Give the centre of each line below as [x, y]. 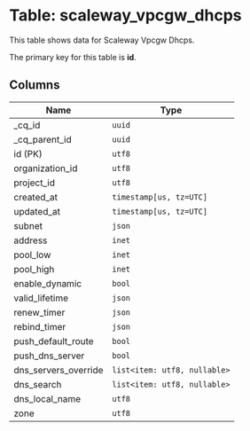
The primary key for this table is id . [73, 57]
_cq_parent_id [43, 139]
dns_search [38, 384]
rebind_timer [40, 326]
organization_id [46, 168]
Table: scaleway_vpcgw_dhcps [125, 16]
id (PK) [28, 153]
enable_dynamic [48, 283]
